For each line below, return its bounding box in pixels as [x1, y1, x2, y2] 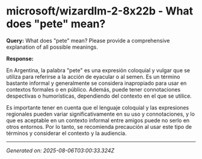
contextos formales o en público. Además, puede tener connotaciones [6, 86, 181, 93]
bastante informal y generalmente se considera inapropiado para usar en [6, 79, 187, 87]
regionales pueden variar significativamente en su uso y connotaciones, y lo [6, 110, 195, 117]
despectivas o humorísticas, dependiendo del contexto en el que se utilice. [6, 92, 192, 99]
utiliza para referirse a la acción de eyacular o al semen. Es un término [6, 73, 180, 80]
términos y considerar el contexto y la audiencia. [6, 129, 127, 137]
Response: [6, 55, 34, 62]
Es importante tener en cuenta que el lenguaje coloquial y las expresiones [6, 104, 189, 111]
